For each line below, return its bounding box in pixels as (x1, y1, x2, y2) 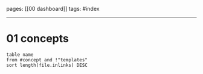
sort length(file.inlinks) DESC (6, 62, 88, 68)
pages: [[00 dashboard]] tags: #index (6, 5, 100, 12)
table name (6, 51, 34, 58)
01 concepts (6, 32, 69, 46)
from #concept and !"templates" (6, 57, 88, 63)
